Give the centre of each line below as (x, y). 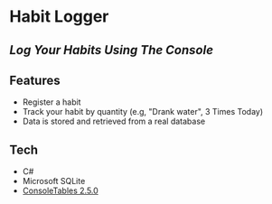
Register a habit (52, 102)
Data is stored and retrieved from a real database (114, 121)
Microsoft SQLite (54, 181)
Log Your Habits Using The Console (112, 50)
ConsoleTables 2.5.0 (61, 190)
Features (35, 80)
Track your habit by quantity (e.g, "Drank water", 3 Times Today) (143, 112)
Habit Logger (59, 17)
